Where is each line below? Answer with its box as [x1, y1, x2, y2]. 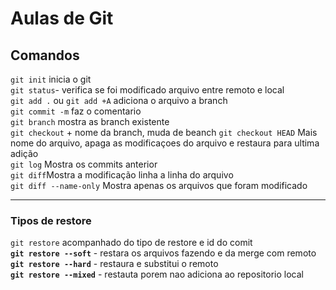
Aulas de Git [10, 7, 114, 30]
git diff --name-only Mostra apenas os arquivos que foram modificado [10, 180, 308, 191]
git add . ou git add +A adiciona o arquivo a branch [10, 95, 228, 106]
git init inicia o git [10, 73, 92, 85]
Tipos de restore [10, 213, 92, 227]
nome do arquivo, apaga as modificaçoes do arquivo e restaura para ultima [10, 137, 320, 149]
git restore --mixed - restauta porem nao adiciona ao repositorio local [10, 268, 304, 281]
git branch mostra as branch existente [10, 116, 170, 127]
